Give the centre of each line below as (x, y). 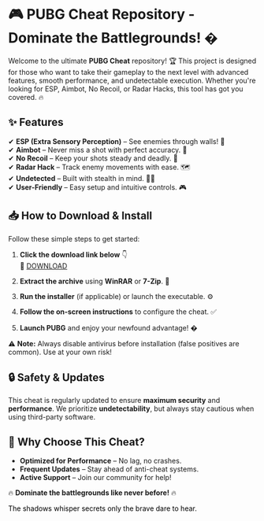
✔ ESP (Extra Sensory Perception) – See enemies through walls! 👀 (117, 141)
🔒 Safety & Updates (56, 377)
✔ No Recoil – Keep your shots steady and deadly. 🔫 (93, 158)
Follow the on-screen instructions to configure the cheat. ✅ (118, 312)
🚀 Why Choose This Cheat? (76, 442)
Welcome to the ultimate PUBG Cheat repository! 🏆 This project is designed (132, 61)
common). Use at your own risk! (60, 352)
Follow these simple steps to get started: (74, 238)
